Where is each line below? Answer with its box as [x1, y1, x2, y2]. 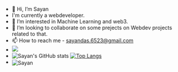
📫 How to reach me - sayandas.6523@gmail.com [11, 37, 134, 44]
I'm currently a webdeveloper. [11, 12, 85, 19]
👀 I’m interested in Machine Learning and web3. [11, 18, 128, 25]
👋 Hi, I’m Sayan [11, 6, 49, 12]
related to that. [11, 30, 48, 37]
